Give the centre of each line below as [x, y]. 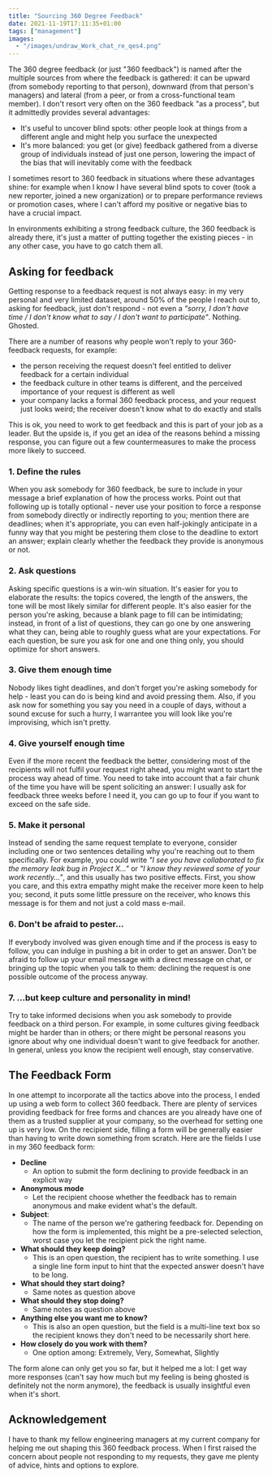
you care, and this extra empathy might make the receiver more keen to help [136, 886]
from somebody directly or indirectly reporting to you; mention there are [129, 515]
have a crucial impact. [45, 213]
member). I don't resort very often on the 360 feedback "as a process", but [134, 104]
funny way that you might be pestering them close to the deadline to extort [134, 532]
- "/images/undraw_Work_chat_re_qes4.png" [89, 46]
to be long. [50, 1274]
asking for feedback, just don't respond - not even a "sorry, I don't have [129, 308]
